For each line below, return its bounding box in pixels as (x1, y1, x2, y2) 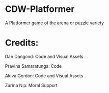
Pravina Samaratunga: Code (5, 63, 62, 69)
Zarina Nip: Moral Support (5, 82, 58, 88)
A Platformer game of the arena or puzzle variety (5, 20, 104, 26)
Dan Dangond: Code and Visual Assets (5, 53, 83, 59)
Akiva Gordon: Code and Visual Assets (5, 73, 83, 79)
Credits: (5, 37, 39, 48)
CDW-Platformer (5, 3, 75, 15)
